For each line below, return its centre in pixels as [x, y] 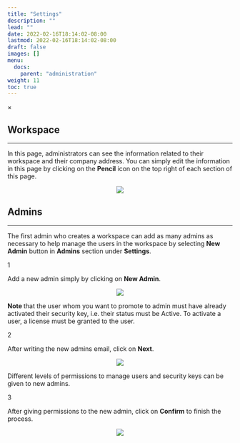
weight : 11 [24, 80]
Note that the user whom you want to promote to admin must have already [117, 306]
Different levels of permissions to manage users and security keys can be [115, 376]
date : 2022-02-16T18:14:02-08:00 [57, 34]
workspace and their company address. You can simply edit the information [119, 161]
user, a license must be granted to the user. [71, 321]
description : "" [31, 21]
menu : [15, 61]
